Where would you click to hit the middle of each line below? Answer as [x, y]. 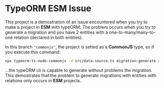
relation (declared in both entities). [48, 37]
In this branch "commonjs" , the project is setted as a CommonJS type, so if [80, 47]
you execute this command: [33, 52]
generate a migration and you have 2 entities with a [57, 32]
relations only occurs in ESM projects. [43, 80]
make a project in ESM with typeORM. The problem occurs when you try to [81, 27]
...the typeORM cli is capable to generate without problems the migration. [79, 70]
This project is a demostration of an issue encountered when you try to [76, 22]
